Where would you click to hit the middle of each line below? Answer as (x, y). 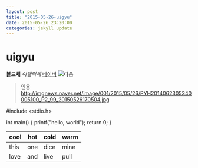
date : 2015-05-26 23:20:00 (39, 22)
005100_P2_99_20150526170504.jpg (65, 100)
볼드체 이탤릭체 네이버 (32, 74)
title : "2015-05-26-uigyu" (39, 17)
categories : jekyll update (39, 28)
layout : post (22, 11)
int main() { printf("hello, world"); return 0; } (59, 123)
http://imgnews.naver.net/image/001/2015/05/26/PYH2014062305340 (106, 93)
